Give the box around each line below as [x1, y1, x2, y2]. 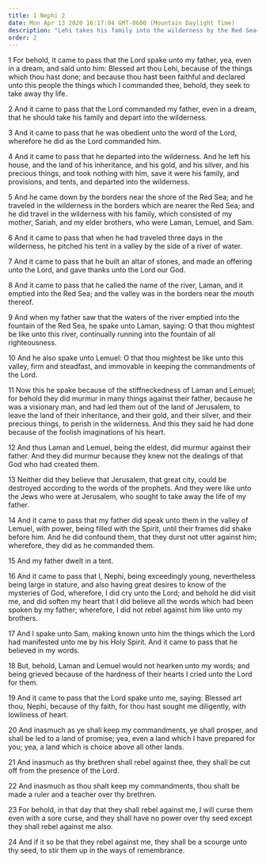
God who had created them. [8, 460, 100, 470]
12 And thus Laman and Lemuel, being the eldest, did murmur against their [8, 443, 251, 452]
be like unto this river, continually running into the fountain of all [8, 329, 216, 339]
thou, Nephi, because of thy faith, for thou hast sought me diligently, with [8, 701, 247, 711]
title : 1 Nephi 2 [8, 11, 66, 20]
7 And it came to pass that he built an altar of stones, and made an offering [8, 257, 253, 266]
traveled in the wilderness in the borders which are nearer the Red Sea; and [8, 201, 255, 211]
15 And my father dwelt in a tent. [8, 556, 114, 566]
